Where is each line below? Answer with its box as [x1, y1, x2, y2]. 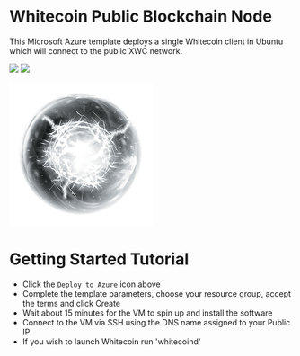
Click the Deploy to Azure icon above [22, 279, 162, 289]
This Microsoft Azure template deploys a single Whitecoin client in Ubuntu [9, 36, 284, 47]
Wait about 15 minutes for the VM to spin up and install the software [22, 307, 273, 318]
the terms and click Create [22, 298, 121, 308]
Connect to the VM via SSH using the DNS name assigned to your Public [22, 316, 291, 327]
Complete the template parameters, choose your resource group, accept [22, 288, 292, 298]
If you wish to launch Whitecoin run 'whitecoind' [22, 335, 201, 347]
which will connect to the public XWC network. [9, 45, 182, 56]
